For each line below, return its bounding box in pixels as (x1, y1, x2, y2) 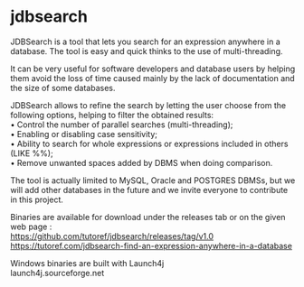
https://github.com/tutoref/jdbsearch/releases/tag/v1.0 (10, 230, 214, 241)
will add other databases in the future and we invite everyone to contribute (10, 184, 289, 195)
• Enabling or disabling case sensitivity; (10, 128, 157, 139)
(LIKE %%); (10, 147, 53, 159)
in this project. (10, 194, 64, 205)
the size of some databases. (10, 82, 116, 93)
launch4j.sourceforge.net (10, 267, 105, 278)
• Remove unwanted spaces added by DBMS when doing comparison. (10, 157, 273, 168)
